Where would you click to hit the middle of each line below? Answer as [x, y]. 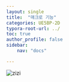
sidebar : [17, 45]
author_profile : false [34, 40]
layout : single [25, 12]
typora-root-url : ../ [33, 28]
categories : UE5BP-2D [33, 23]
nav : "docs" [32, 51]
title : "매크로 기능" [31, 17]
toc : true [19, 34]
